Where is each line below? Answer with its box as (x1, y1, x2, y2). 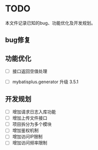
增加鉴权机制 (12, 127, 39, 134)
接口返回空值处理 (12, 68, 48, 74)
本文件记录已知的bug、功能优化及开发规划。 (5, 20, 96, 26)
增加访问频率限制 (12, 140, 48, 146)
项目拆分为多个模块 (12, 121, 52, 127)
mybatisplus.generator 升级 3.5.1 (12, 79, 79, 85)
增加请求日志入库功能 (12, 109, 56, 115)
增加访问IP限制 (12, 134, 43, 140)
